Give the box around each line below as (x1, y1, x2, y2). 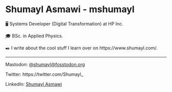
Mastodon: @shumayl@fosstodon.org (5, 61, 85, 67)
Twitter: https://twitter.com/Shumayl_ (5, 71, 83, 77)
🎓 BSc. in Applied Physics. (5, 33, 63, 39)
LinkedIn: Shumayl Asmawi (5, 81, 62, 87)
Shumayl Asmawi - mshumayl (5, 4, 135, 15)
